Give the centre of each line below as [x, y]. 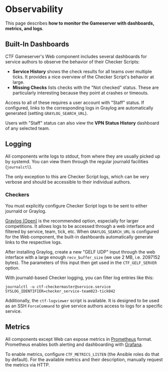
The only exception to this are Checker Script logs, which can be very [77, 176]
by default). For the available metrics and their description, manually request [84, 359]
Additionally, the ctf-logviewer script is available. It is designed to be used [82, 300]
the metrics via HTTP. [28, 364]
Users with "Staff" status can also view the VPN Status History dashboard [82, 123]
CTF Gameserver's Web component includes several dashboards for [76, 56]
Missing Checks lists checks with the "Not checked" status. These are [86, 87]
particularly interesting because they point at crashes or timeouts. [80, 93]
